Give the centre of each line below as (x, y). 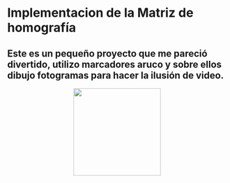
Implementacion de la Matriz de (100, 13)
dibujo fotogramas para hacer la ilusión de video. (116, 75)
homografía (42, 28)
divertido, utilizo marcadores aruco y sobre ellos (114, 64)
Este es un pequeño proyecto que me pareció (107, 53)
